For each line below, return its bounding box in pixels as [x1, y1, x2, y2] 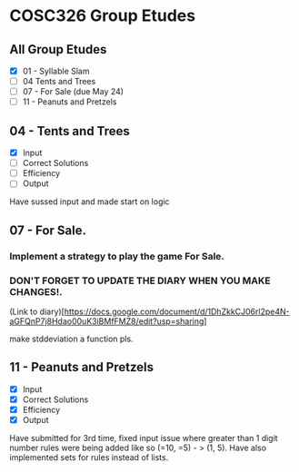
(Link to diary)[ [9, 306, 65, 317]
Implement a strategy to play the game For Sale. [9, 250, 225, 262]
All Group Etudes [9, 42, 107, 57]
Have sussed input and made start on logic [9, 196, 170, 207]
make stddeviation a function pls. [9, 333, 134, 344]
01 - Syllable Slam [22, 65, 90, 76]
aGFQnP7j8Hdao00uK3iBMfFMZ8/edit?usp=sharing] [9, 315, 207, 327]
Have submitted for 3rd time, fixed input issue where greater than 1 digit [9, 432, 279, 443]
